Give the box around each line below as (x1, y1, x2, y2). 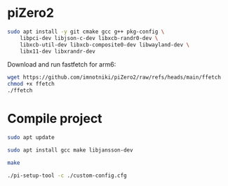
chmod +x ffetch (7, 81, 55, 88)
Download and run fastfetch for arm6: (7, 60, 116, 69)
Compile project (7, 111, 103, 127)
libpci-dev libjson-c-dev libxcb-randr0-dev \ (20, 34, 159, 41)
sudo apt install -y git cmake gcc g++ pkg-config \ (7, 28, 165, 35)
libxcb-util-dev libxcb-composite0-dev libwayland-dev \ (20, 41, 190, 48)
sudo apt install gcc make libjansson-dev (7, 146, 133, 154)
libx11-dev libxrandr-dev (20, 48, 96, 55)
